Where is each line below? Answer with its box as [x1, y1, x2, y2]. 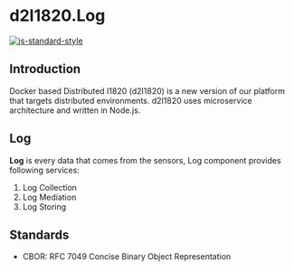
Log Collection [22, 182, 77, 192]
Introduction [9, 61, 81, 77]
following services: [9, 164, 80, 175]
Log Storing [22, 201, 67, 212]
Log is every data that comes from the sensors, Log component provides [9, 154, 282, 165]
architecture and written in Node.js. [9, 105, 141, 116]
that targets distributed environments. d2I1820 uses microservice [9, 95, 252, 106]
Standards [9, 227, 70, 242]
